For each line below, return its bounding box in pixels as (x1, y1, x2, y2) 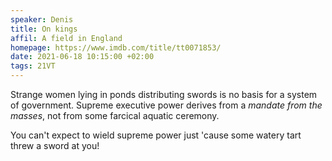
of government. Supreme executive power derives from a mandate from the (10, 99, 323, 111)
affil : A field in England (10, 33, 123, 43)
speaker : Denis (10, 14, 74, 25)
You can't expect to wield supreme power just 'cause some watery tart (10, 129, 302, 141)
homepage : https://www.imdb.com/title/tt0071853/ (10, 42, 222, 53)
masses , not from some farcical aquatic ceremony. (10, 110, 220, 121)
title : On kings (10, 24, 78, 34)
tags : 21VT (10, 61, 56, 71)
